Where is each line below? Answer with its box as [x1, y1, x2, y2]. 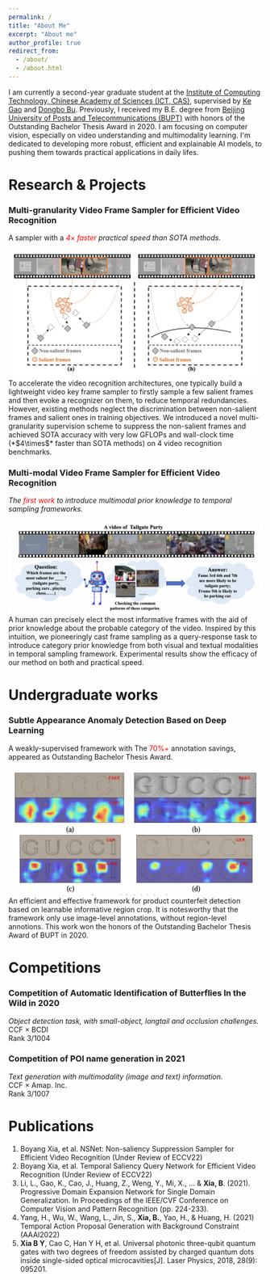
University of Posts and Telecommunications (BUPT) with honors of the [8, 113, 246, 123]
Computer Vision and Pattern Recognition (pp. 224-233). [19, 1204, 210, 1214]
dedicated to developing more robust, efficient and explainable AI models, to [8, 138, 262, 149]
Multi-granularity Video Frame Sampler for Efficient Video [8, 204, 240, 216]
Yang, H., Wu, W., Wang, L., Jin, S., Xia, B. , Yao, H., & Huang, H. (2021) [19, 1212, 255, 1222]
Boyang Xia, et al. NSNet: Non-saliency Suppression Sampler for [19, 1143, 235, 1153]
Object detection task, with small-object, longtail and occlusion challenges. [8, 1016, 260, 1025]
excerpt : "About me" [8, 30, 78, 38]
